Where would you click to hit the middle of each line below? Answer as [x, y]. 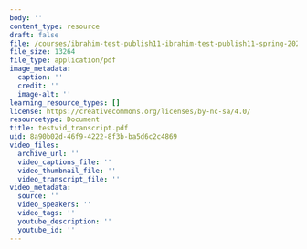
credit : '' [38, 86]
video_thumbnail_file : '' [67, 171]
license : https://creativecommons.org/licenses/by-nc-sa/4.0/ [130, 111]
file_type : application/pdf [63, 60]
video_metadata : [40, 188]
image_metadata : [40, 69]
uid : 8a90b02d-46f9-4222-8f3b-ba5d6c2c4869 [94, 137]
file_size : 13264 [42, 52]
